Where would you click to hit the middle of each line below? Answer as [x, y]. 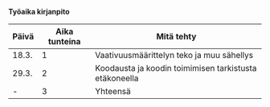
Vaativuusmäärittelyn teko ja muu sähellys [174, 55]
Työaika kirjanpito [39, 12]
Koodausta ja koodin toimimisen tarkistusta [176, 68]
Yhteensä [113, 91]
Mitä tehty [176, 37]
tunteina [64, 41]
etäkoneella [117, 78]
